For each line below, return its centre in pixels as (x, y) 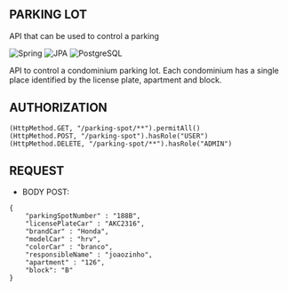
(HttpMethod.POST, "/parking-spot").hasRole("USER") (109, 136)
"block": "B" (49, 271)
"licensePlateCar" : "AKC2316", (85, 224)
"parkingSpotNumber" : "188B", (83, 216)
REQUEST (37, 171)
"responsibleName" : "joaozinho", (89, 255)
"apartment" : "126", (65, 263)
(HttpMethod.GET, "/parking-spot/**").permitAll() (105, 128)
